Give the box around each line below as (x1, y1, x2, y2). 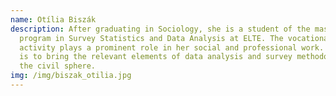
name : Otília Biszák (10, 14, 97, 25)
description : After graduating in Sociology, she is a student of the (10, 24, 311, 34)
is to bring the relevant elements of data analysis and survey (19, 52, 293, 62)
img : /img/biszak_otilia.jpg (10, 71, 132, 81)
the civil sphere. (19, 61, 97, 71)
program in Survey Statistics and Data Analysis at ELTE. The (19, 33, 284, 43)
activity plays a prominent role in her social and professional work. (19, 42, 325, 53)
